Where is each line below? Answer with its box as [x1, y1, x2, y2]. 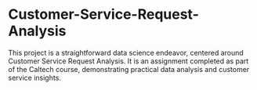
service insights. [8, 73, 61, 82]
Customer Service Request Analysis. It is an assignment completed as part [8, 56, 249, 66]
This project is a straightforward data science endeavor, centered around [8, 48, 244, 57]
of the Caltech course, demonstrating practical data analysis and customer [8, 64, 250, 74]
